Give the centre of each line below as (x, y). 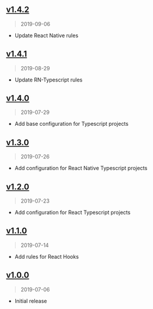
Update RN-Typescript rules (49, 80)
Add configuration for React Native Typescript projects (81, 168)
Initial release (31, 301)
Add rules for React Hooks (47, 256)
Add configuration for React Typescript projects (72, 213)
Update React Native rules (46, 35)
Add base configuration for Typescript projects (71, 124)
